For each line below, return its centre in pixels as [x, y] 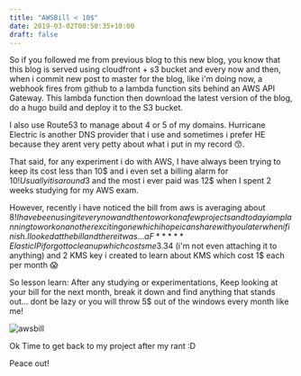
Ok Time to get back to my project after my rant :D [103, 346]
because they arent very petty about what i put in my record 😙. [127, 144]
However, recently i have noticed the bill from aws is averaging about [137, 208]
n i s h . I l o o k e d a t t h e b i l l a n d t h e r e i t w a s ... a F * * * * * [97, 237]
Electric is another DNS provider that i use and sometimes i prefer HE [137, 135]
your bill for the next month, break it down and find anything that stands [142, 292]
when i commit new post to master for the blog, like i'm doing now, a [136, 79]
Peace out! [29, 363]
